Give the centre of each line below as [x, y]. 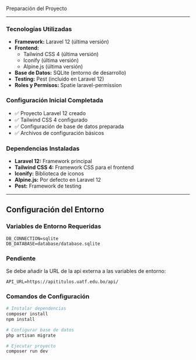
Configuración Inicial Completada [55, 101]
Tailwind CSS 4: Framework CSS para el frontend [74, 167]
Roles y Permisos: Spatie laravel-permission [68, 85]
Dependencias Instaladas [43, 148]
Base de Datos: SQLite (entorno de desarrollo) [70, 73]
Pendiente [21, 258]
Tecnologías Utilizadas [39, 29]
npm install [20, 319]
